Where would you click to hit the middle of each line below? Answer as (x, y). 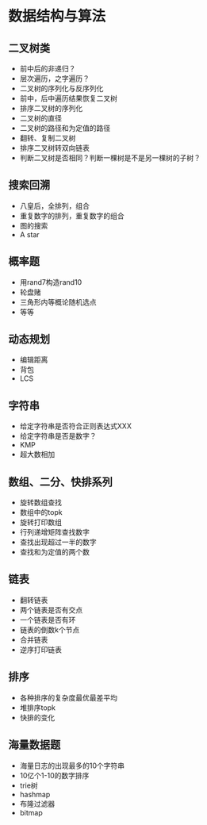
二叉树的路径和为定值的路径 (65, 128)
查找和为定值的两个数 (54, 552)
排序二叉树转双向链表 (54, 148)
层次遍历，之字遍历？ (54, 79)
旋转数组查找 (40, 503)
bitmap (31, 812)
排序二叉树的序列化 (51, 108)
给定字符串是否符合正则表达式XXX (76, 426)
